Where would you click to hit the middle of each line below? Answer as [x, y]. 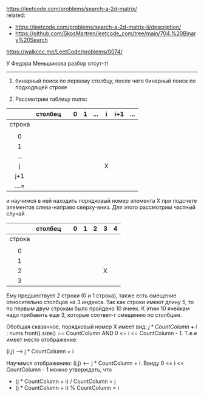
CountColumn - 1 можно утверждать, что [59, 369]
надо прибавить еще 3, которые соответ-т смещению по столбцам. [94, 315]
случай [15, 214]
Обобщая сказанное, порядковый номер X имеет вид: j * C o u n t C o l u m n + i [102, 327]
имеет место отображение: [42, 340]
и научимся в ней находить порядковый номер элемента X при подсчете [102, 201]
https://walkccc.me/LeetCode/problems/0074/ [64, 52]
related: [16, 15]
